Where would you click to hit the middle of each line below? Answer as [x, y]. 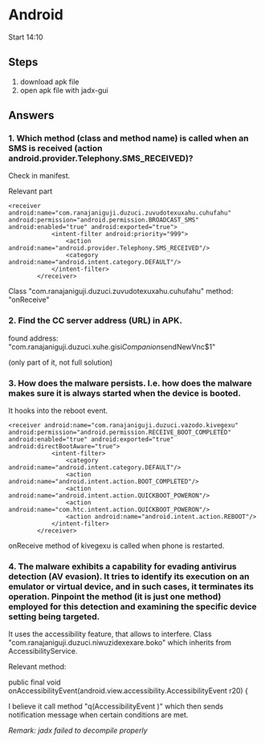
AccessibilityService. [43, 651]
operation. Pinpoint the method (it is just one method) [115, 596]
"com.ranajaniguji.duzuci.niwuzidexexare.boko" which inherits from [120, 643]
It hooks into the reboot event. [58, 410]
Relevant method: [37, 667]
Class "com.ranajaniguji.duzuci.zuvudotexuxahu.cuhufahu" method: [121, 292]
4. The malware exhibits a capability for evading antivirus [122, 566]
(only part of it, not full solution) [61, 362]
